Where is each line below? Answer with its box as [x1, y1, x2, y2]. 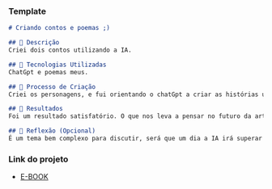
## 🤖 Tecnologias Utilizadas [8, 61, 107, 69]
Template [8, 6, 47, 17]
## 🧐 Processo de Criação [8, 82, 96, 90]
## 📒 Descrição [8, 39, 60, 47]
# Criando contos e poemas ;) [8, 24, 111, 32]
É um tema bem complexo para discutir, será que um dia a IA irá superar [8, 135, 263, 143]
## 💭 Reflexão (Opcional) [8, 127, 96, 135]
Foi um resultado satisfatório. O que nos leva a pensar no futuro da [8, 112, 252, 120]
